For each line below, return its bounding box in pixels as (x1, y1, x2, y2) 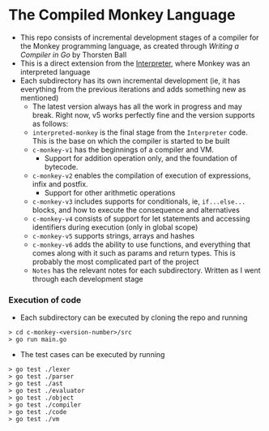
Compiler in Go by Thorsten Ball (19, 50, 127, 59)
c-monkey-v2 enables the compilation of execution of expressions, (32, 170, 251, 180)
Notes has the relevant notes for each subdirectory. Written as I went (32, 265, 261, 275)
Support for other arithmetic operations (44, 187, 176, 197)
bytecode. (44, 162, 79, 171)
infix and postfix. (32, 179, 88, 188)
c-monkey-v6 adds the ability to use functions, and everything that (32, 239, 251, 249)
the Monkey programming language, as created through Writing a (19, 41, 239, 50)
